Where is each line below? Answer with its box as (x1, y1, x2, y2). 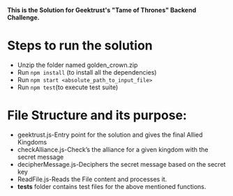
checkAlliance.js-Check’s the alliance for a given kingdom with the (17, 145, 209, 153)
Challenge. (7, 13, 40, 22)
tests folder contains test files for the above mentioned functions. (17, 182, 206, 190)
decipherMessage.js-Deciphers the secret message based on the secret (17, 160, 226, 168)
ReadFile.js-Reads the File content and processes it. (17, 174, 167, 183)
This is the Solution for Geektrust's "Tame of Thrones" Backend (7, 6, 197, 14)
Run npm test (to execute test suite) (17, 83, 119, 91)
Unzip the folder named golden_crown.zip (17, 61, 138, 69)
